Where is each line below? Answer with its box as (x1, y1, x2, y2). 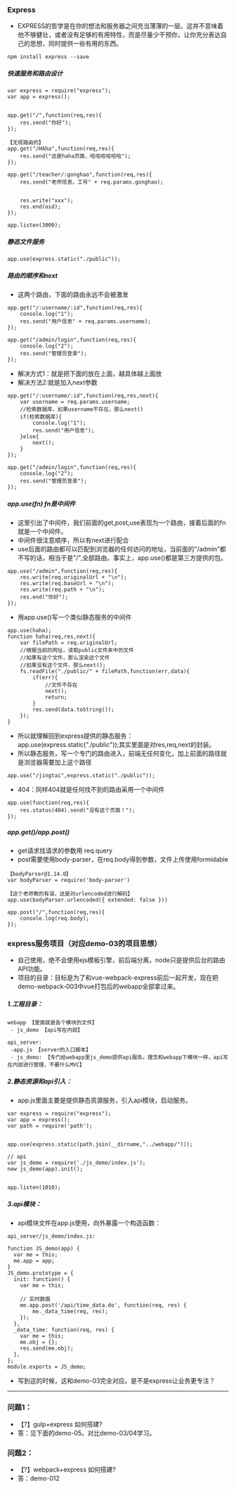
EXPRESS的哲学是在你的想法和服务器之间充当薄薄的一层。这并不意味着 (17, 22, 224, 30)
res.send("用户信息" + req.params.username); (20, 318, 151, 325)
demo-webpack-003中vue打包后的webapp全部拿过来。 (17, 983, 180, 991)
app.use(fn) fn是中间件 (7, 499, 76, 508)
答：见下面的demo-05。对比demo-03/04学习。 (17, 1429, 156, 1437)
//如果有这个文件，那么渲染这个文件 (20, 654, 110, 662)
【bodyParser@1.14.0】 (7, 871, 72, 878)
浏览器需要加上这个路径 (23, 758, 92, 767)
